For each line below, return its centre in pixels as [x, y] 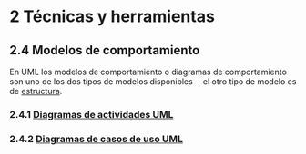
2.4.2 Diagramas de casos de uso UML [97, 139]
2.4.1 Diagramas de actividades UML [92, 114]
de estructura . [36, 91]
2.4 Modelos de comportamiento [105, 50]
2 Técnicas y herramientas [112, 17]
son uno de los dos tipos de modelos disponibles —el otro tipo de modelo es [153, 82]
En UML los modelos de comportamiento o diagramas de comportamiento [148, 72]
